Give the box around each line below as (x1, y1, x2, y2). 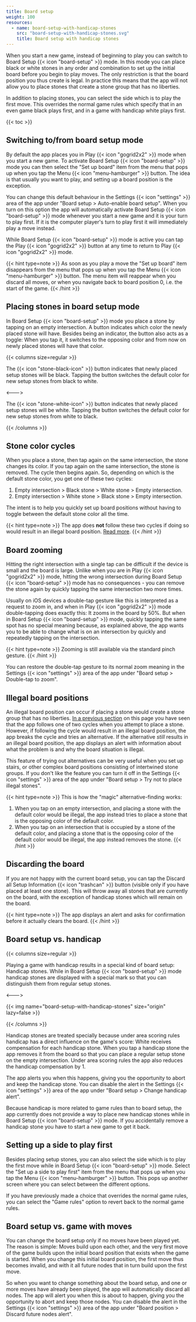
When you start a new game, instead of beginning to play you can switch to (6, 52, 188, 59)
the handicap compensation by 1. (6, 1063, 86, 1070)
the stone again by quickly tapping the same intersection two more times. (6, 586, 183, 593)
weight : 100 (6, 14, 35, 20)
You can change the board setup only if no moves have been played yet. (6, 1237, 181, 1244)
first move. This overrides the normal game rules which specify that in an (6, 101, 183, 107)
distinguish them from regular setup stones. (6, 980, 112, 987)
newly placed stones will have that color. (6, 342, 104, 349)
